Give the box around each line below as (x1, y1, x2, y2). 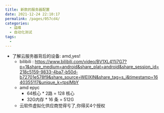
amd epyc (19, 84, 40, 90)
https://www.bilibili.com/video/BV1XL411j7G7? (35, 58, 127, 64)
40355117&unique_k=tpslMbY (19, 79, 79, 85)
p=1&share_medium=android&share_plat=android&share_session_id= (19, 64, 159, 69)
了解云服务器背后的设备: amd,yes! (12, 53, 81, 59)
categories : (5, 21, 29, 26)
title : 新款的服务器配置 (5, 7, 50, 12)
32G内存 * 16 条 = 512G (26, 96, 74, 102)
